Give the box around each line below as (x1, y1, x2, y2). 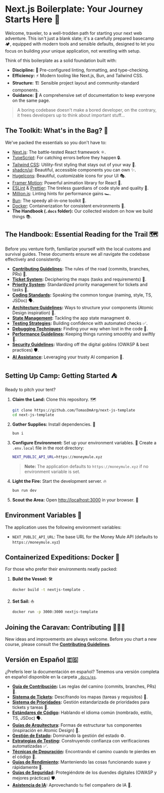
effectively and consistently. (5, 256, 62, 262)
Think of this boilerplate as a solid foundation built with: (5, 58, 117, 63)
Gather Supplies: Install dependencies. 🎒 (12, 421, 96, 427)
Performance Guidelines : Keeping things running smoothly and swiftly (12, 331, 156, 337)
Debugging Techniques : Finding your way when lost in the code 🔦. (12, 325, 148, 331)
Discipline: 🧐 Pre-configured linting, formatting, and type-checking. (12, 67, 149, 73)
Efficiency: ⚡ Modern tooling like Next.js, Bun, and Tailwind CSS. (12, 72, 143, 78)
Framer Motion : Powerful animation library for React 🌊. (12, 179, 122, 185)
